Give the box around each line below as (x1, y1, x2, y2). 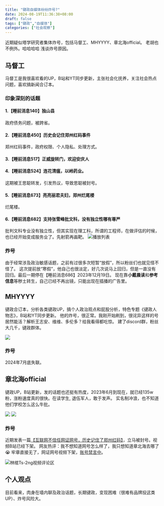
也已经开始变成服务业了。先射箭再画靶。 (5, 234, 87, 240)
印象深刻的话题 (5, 95, 41, 102)
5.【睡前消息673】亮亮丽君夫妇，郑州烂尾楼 (5, 192, 94, 198)
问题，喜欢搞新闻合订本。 (5, 81, 57, 87)
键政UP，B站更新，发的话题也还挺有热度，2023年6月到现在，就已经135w (5, 389, 153, 395)
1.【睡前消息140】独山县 (5, 108, 55, 114)
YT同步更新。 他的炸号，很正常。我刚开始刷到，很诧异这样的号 (31, 312, 159, 318)
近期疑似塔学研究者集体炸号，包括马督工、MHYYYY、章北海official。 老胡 (5, 40, 155, 46)
